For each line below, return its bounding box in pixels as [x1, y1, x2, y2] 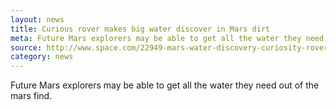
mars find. [10, 90, 53, 102]
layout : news [10, 14, 65, 25]
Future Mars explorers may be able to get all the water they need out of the [10, 79, 320, 91]
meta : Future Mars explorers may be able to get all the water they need [10, 33, 325, 43]
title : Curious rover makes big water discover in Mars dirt [10, 24, 271, 34]
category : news [10, 52, 74, 62]
